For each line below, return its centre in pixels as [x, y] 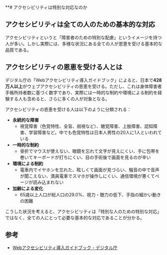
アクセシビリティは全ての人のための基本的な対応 [80, 25]
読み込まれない [48, 182]
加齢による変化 [28, 188]
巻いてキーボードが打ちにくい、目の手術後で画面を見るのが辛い [85, 157]
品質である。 [18, 50]
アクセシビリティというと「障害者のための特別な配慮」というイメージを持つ [83, 37]
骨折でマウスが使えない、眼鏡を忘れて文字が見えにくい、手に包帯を [89, 151]
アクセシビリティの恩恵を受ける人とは [64, 67]
